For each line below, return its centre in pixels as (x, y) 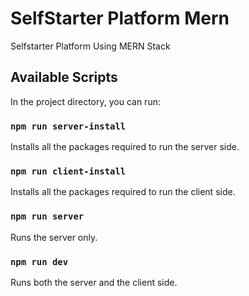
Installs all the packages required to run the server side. (125, 147)
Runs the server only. (54, 237)
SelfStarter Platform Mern (120, 18)
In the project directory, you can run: (85, 101)
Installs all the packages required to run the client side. (123, 192)
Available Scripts (64, 77)
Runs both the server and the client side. (94, 282)
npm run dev (39, 261)
